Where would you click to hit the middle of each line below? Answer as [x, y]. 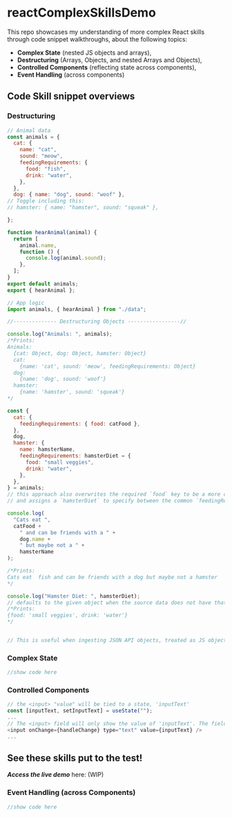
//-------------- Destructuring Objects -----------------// [97, 322]
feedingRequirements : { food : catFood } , [80, 424]
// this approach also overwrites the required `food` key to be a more [114, 495]
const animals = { [33, 137]
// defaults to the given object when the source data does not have [109, 603]
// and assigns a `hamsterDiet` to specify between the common [100, 501]
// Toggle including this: [46, 201]
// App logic [26, 303]
